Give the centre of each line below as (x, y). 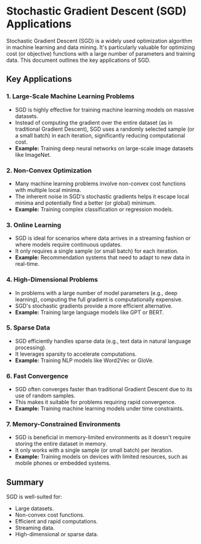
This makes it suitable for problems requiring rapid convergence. (95, 402)
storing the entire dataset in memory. (61, 444)
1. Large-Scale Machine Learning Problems (70, 96)
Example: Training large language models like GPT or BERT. (89, 312)
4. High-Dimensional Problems (52, 280)
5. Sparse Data (28, 328)
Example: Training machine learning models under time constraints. (99, 409)
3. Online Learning (34, 225)
